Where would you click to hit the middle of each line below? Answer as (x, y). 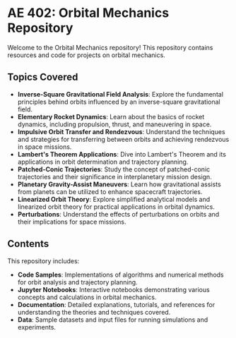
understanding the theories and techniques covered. (94, 312)
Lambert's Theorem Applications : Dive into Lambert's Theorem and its (122, 154)
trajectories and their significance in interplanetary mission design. (114, 176)
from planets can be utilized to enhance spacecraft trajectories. (110, 191)
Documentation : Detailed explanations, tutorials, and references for (116, 304)
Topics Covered (43, 77)
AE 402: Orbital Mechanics (88, 13)
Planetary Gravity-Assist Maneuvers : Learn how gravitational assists (119, 184)
